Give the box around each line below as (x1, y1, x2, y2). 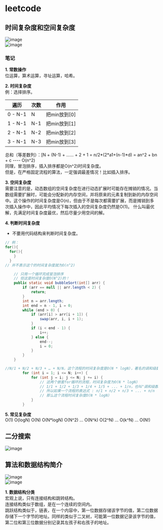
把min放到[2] (46, 130, 76, 136)
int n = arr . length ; (22, 298, 64, 303)
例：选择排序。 (5, 89, 35, 95)
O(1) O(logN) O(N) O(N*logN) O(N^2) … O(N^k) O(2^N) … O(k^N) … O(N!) (5, 417, 151, 423)
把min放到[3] (46, 139, 76, 146)
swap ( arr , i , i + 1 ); (39, 316, 83, 322)
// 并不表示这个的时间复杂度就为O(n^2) (5, 263, 75, 267)
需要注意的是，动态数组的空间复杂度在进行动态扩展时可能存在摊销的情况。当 (5, 185, 158, 192)
